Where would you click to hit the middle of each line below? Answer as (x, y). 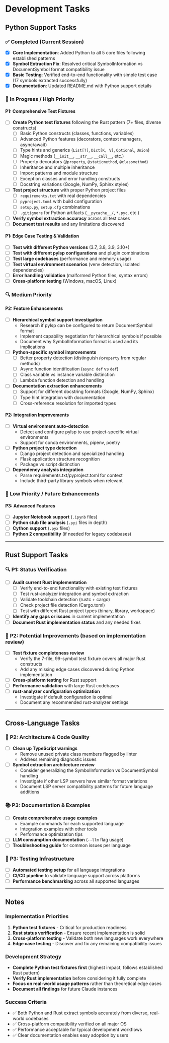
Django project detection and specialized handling (72, 453)
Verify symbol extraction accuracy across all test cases (71, 218)
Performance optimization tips (51, 834)
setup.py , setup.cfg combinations (55, 207)
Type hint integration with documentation (63, 397)
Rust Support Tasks (37, 555)
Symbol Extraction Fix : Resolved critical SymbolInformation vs (77, 63)
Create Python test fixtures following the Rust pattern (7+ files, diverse (87, 122)
